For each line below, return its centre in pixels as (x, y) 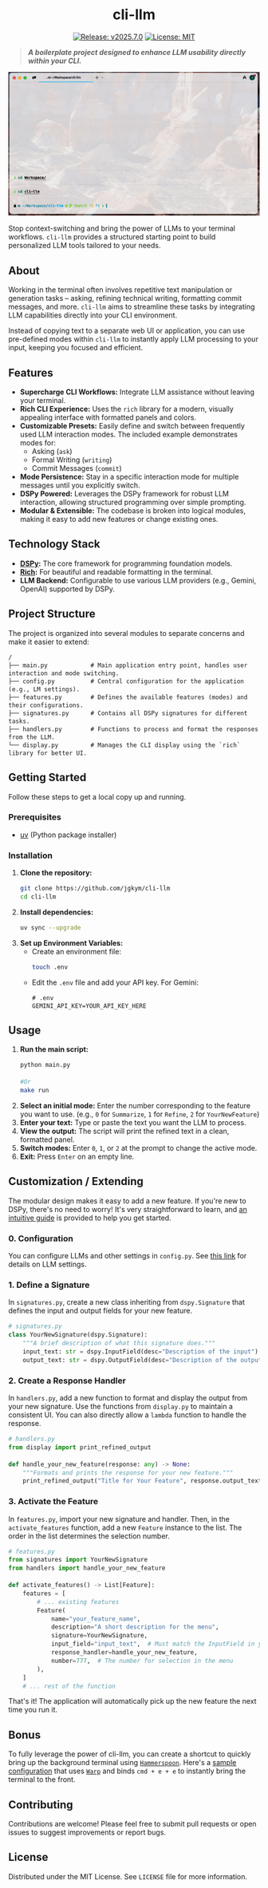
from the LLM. (32, 737)
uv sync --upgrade (50, 927)
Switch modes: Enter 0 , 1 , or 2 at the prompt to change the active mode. (138, 1147)
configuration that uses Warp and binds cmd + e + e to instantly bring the (127, 1771)
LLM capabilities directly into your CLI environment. (93, 315)
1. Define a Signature (49, 1285)
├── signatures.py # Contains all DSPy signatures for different (128, 713)
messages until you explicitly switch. (80, 485)
